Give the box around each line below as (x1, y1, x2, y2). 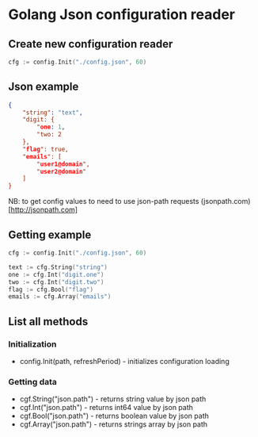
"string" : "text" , (22, 109, 83, 117)
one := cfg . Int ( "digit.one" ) (8, 270, 104, 278)
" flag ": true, (22, 145, 69, 153)
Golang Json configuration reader (8, 6, 236, 24)
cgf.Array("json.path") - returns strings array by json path (19, 420, 208, 429)
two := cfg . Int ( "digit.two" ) (8, 278, 104, 286)
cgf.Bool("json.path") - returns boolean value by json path (19, 411, 210, 421)
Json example (8, 80, 79, 94)
